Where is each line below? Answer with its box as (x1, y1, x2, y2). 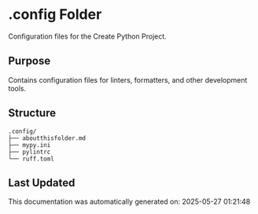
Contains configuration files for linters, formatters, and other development (8, 75, 248, 84)
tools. (8, 83, 27, 93)
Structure (8, 106, 57, 120)
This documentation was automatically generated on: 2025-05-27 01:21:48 (8, 197, 251, 206)
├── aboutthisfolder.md (8, 134, 87, 142)
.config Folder (8, 6, 102, 24)
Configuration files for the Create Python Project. (8, 31, 167, 41)
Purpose (8, 54, 51, 68)
